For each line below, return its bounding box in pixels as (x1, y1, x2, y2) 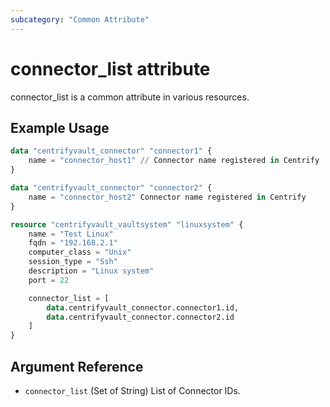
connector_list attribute (10, 57, 211, 80)
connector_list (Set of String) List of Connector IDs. (24, 384, 241, 396)
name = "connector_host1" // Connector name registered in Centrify (28, 156, 320, 166)
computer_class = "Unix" (28, 247, 132, 258)
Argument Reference (10, 358, 144, 375)
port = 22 (28, 275, 70, 285)
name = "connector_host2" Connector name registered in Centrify (28, 192, 307, 202)
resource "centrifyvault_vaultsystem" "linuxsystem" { (10, 219, 244, 230)
